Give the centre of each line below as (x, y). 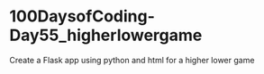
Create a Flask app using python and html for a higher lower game (132, 60)
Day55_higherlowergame (106, 35)
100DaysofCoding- (82, 16)
